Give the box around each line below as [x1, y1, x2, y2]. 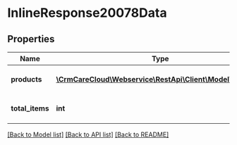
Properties [7, 33, 55, 45]
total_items [11, 103, 49, 113]
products [11, 75, 42, 84]
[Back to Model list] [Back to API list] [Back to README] [7, 130, 169, 139]
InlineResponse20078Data [7, 5, 167, 21]
